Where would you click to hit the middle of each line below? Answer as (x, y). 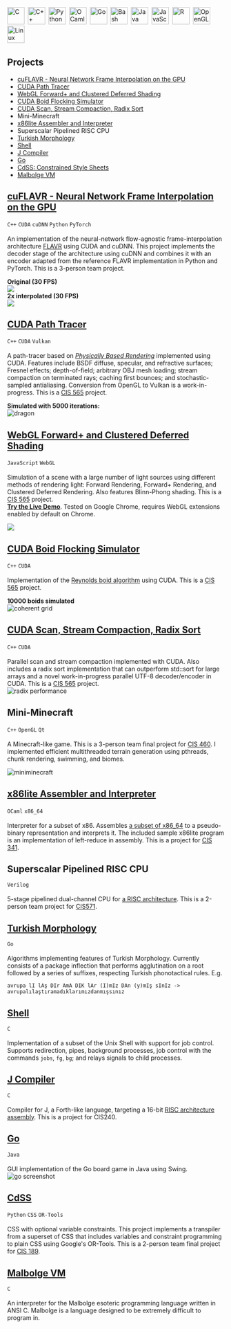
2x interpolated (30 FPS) (43, 296)
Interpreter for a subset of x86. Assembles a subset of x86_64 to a (101, 825)
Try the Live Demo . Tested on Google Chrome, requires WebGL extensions (114, 507)
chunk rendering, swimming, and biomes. (66, 759)
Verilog (18, 885)
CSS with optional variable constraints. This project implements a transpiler (114, 1229)
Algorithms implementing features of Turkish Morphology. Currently (103, 959)
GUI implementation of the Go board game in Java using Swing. (98, 1168)
